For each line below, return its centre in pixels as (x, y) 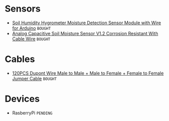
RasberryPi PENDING (32, 113)
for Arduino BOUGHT (31, 28)
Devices (22, 99)
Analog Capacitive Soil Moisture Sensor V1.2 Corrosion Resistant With (85, 33)
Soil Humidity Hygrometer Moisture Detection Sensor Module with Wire (87, 23)
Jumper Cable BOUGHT (34, 78)
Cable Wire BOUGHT (31, 39)
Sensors (23, 9)
